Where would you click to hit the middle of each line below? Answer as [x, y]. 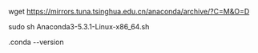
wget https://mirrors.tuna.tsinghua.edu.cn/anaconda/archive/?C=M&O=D [129, 11]
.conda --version [36, 42]
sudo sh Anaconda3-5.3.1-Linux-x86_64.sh [79, 26]
